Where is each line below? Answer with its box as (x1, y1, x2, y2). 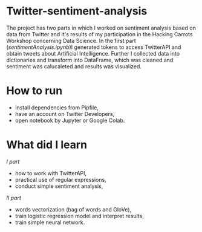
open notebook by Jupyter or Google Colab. (15, 117, 125, 124)
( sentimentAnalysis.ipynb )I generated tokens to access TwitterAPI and (6, 43, 181, 51)
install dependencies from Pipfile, (15, 104, 99, 111)
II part (6, 194, 21, 201)
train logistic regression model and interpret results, (15, 212, 144, 219)
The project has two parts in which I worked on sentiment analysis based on (6, 24, 197, 31)
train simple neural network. (15, 219, 85, 226)
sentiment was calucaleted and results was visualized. (6, 62, 142, 70)
